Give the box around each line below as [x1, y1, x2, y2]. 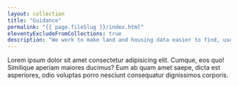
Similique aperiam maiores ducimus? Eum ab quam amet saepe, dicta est [7, 63, 221, 72]
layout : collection [7, 10, 65, 18]
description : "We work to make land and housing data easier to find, [7, 37, 220, 44]
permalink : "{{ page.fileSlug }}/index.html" [7, 23, 144, 30]
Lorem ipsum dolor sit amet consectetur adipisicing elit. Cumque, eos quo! [7, 56, 225, 64]
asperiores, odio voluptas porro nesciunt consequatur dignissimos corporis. [7, 71, 229, 80]
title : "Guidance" [7, 17, 62, 24]
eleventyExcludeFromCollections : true [7, 30, 122, 37]
